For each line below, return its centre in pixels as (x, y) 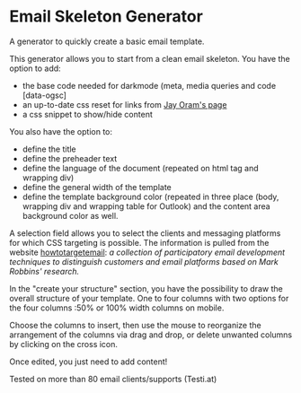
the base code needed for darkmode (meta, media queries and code (149, 85)
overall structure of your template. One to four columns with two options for (149, 298)
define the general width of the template (97, 187)
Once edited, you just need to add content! (89, 362)
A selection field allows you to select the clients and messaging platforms (145, 233)
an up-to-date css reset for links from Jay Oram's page (124, 104)
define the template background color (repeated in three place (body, (150, 196)
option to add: (35, 68)
